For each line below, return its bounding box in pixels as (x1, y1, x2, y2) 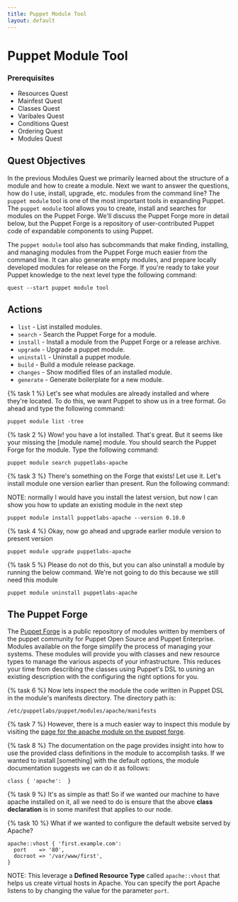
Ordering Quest (17, 126, 63, 135)
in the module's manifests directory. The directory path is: (7, 694, 176, 702)
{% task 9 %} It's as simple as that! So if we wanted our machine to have (7, 790, 220, 799)
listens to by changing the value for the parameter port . (7, 886, 169, 895)
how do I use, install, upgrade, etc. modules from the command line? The (7, 189, 220, 197)
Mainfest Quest (17, 97, 62, 105)
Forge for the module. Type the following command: (7, 445, 159, 454)
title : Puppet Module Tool (7, 10, 87, 18)
